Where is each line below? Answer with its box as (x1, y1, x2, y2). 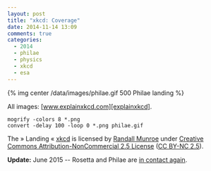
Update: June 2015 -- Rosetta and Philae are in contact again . (7, 156, 188, 164)
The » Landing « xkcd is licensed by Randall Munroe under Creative (7, 134, 204, 143)
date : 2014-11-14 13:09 (7, 23, 78, 30)
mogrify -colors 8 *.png (7, 115, 80, 123)
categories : (7, 37, 42, 44)
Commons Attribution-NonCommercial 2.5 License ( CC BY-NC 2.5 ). (7, 141, 204, 150)
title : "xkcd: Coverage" (7, 17, 80, 24)
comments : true (7, 30, 52, 37)
